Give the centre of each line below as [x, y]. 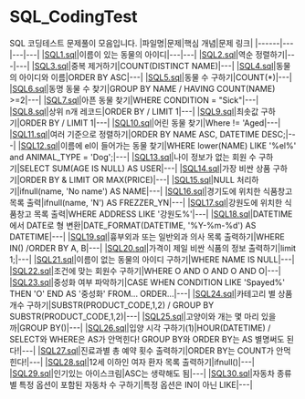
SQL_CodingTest [74, 17]
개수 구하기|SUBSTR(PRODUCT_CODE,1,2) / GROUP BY [112, 305]
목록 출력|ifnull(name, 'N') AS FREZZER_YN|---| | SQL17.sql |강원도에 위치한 [146, 202]
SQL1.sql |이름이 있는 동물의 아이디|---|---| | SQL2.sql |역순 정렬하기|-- [169, 54]
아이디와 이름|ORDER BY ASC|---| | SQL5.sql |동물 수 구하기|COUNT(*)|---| [155, 77]
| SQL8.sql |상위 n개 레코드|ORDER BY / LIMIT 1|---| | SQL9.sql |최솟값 [134, 111]
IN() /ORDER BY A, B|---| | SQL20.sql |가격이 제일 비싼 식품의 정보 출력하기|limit [153, 248]
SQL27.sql [59, 350]
